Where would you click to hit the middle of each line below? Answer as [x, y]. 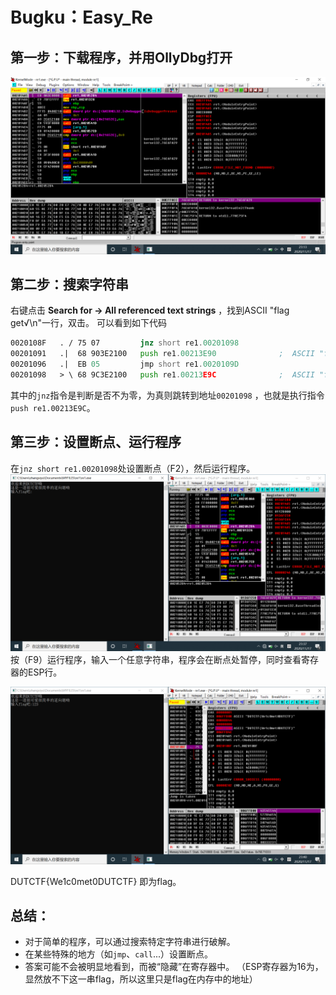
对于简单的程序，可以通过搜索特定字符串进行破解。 [130, 942]
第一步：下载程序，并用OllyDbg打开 [121, 57]
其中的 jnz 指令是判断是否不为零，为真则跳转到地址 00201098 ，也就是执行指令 [167, 395]
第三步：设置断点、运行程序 [96, 442]
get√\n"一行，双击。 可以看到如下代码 [88, 323]
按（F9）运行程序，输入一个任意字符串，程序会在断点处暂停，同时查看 [156, 660]
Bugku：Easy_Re [81, 17]
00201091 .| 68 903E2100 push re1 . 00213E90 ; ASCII [162, 354]
